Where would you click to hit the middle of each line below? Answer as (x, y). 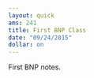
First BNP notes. (35, 67)
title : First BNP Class (47, 30)
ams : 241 (23, 23)
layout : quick (32, 15)
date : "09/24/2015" (40, 37)
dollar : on (26, 45)
